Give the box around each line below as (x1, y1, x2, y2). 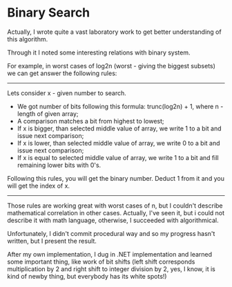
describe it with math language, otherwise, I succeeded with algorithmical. (7, 216, 219, 224)
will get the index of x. (7, 181, 70, 190)
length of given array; (17, 109, 79, 118)
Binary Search (7, 5, 90, 21)
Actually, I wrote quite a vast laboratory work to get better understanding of (7, 28, 222, 36)
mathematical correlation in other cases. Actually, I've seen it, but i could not (7, 208, 225, 217)
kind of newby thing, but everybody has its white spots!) (7, 272, 167, 280)
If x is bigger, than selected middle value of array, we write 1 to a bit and (17, 124, 222, 132)
